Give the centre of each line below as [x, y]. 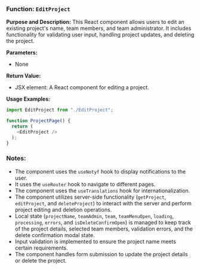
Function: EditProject [38, 9]
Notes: [16, 159]
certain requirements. [41, 248]
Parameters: [22, 53]
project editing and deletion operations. [63, 210]
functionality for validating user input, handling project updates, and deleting [100, 35]
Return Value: [24, 76]
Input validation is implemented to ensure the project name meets [95, 241]
